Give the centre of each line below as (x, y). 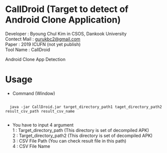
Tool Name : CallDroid (28, 49)
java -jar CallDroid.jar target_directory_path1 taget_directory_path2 (86, 107)
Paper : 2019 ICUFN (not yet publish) (43, 44)
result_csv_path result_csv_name (40, 111)
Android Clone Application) (63, 20)
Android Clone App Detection (35, 59)
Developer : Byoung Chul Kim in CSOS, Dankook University (66, 33)
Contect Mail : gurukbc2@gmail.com (43, 39)
